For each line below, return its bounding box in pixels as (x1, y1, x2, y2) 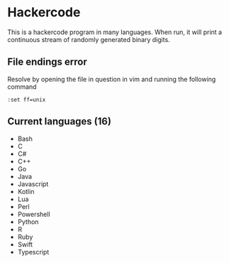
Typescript (17, 247, 50, 256)
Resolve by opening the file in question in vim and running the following (7, 75, 216, 83)
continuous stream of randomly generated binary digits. (7, 35, 170, 43)
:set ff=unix (7, 96, 46, 103)
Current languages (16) (7, 115, 112, 128)
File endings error (7, 56, 87, 68)
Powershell (17, 210, 51, 218)
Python (17, 218, 39, 226)
